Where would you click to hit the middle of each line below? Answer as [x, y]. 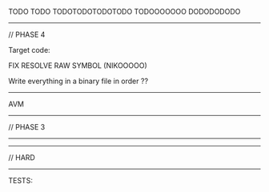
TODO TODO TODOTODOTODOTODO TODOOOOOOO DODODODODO [124, 12]
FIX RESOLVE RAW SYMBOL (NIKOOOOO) [78, 66]
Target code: [29, 50]
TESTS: [21, 180]
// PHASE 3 [27, 127]
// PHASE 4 [27, 34]
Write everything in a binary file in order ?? [78, 81]
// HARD [22, 158]
